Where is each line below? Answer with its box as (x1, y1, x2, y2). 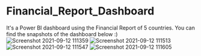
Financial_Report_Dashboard (6, 4, 155, 18)
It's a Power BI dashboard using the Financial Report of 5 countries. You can (6, 24, 196, 31)
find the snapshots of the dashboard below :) (6, 30, 119, 37)
